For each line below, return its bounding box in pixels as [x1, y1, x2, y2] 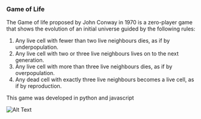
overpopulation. [15, 70, 55, 77]
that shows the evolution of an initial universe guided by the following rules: [6, 25, 196, 32]
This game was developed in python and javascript [6, 94, 134, 102]
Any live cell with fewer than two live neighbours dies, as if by [15, 37, 171, 45]
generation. [15, 57, 44, 64]
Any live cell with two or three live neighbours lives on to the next [15, 50, 179, 57]
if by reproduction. [15, 82, 62, 90]
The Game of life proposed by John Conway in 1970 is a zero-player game [6, 19, 193, 26]
